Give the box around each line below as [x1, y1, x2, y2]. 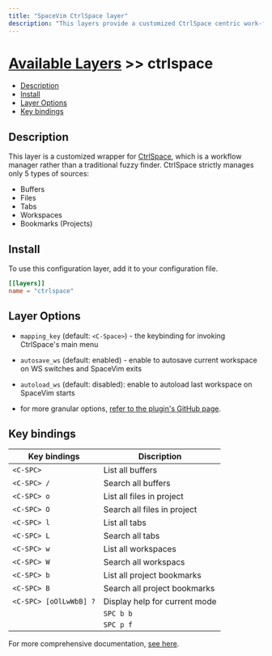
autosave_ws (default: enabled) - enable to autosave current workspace [19, 355, 257, 365]
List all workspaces [103, 544, 176, 555]
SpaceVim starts [19, 387, 75, 397]
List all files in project [103, 491, 184, 502]
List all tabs [103, 517, 147, 528]
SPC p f [103, 620, 133, 629]
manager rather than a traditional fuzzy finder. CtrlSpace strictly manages [8, 160, 254, 170]
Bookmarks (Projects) [19, 219, 93, 229]
